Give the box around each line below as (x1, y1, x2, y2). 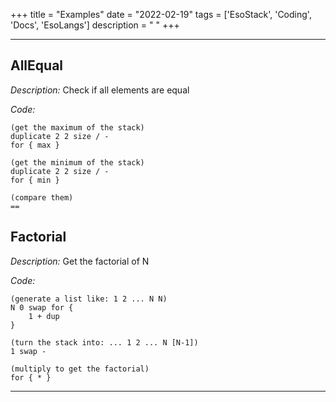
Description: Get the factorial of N (10, 255, 150, 267)
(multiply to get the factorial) (10, 364, 150, 374)
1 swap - (10, 346, 47, 356)
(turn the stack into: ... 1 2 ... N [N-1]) (10, 337, 199, 348)
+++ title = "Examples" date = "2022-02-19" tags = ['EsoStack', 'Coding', (10, 9, 312, 20)
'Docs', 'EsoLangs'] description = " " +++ (10, 19, 180, 31)
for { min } (10, 175, 60, 185)
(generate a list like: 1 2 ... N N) (10, 294, 168, 304)
